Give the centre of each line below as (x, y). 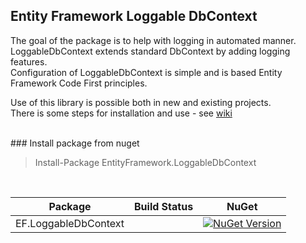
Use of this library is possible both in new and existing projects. (141, 102)
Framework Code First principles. (79, 83)
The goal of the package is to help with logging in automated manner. (153, 40)
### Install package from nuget (75, 143)
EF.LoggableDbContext (70, 223)
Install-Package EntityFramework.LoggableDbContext (145, 162)
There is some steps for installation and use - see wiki (121, 113)
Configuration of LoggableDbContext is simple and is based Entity (146, 72)
